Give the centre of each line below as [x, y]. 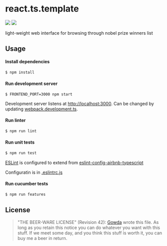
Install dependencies [27, 61]
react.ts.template [42, 9]
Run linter [15, 120]
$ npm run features [25, 194]
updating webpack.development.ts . [42, 109]
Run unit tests [20, 142]
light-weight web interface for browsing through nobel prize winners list [79, 33]
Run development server [31, 84]
